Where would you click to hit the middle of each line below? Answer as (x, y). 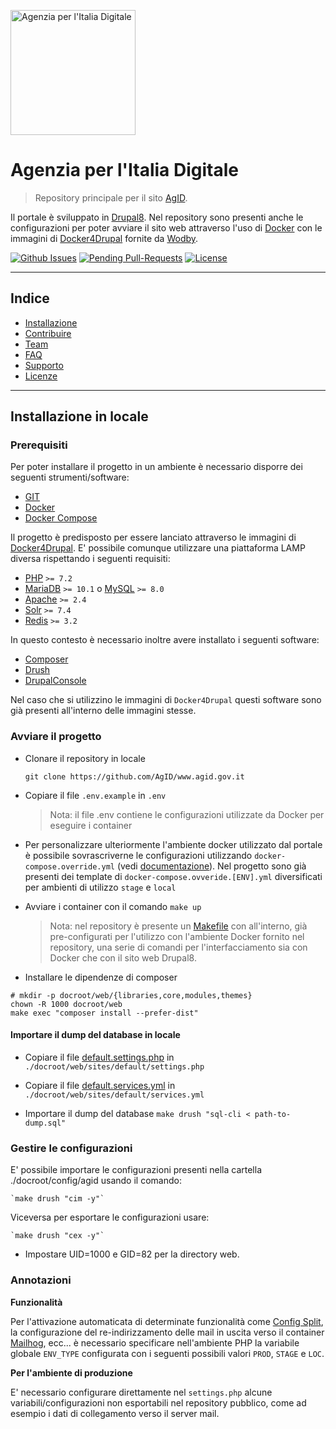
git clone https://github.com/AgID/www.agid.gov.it (134, 776)
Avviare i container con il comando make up (113, 906)
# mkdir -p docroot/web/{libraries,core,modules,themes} (131, 995)
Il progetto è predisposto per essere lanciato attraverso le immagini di (153, 537)
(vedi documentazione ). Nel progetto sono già (211, 866)
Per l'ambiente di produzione (71, 1372)
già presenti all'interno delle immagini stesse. (103, 711)
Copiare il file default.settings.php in (99, 1057)
